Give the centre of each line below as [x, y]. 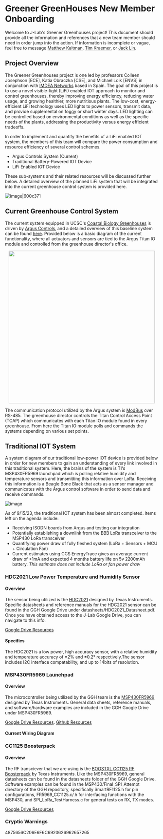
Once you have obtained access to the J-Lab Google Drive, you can [73, 615]
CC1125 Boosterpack [30, 746]
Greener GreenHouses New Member [80, 9]
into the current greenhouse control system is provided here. [66, 187]
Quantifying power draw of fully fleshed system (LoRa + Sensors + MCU [85, 544]
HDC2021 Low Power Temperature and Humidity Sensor [72, 577]
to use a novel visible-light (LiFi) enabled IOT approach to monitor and [75, 90]
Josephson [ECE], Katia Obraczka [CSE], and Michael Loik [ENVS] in [74, 80]
